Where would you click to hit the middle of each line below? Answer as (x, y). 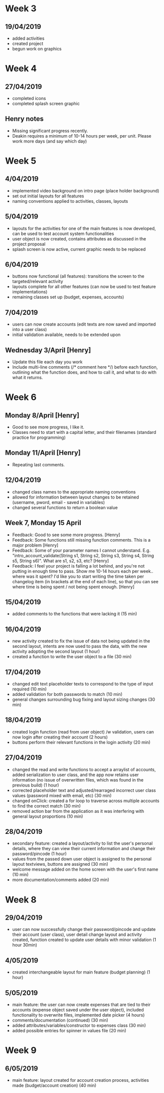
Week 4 (21, 69)
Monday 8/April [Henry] (42, 415)
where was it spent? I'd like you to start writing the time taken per (78, 576)
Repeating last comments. (38, 464)
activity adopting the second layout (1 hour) (56, 651)
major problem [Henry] (35, 545)
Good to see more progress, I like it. (48, 427)
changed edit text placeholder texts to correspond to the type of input (82, 684)
